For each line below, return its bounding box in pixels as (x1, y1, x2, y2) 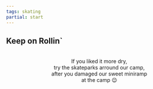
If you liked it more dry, (71, 58, 128, 65)
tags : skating (6, 8, 41, 15)
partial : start (6, 14, 44, 20)
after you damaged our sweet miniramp (51, 70, 148, 77)
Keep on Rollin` (6, 36, 63, 46)
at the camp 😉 (81, 77, 118, 84)
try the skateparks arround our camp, (53, 64, 145, 71)
